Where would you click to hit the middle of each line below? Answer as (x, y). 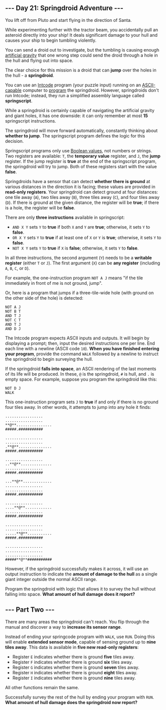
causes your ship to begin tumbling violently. (51, 40)
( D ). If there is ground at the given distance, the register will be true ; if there (82, 202)
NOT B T (13, 311)
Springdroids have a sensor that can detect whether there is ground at (78, 181)
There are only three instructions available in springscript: (65, 217)
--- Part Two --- (30, 610)
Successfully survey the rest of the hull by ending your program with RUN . (80, 697)
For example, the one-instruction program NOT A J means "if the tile (74, 278)
